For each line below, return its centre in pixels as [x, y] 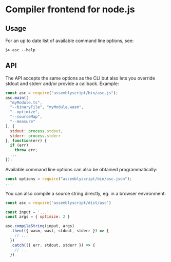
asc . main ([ [17, 98]
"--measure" [23, 122]
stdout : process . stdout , [36, 131]
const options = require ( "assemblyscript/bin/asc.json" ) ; [69, 179]
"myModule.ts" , [26, 103]
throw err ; [26, 150]
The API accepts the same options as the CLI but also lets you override [80, 78]
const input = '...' [27, 212]
